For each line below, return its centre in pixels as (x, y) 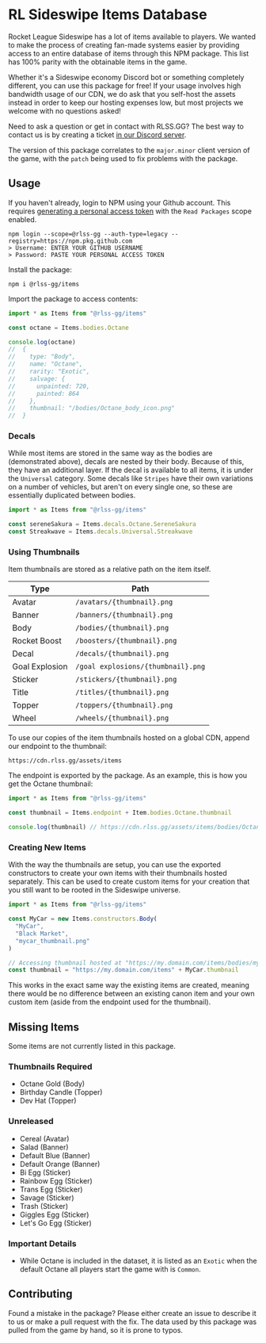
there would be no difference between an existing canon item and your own (131, 994)
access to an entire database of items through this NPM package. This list (129, 53)
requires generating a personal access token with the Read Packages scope (130, 211)
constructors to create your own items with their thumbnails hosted (118, 873)
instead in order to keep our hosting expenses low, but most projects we (126, 102)
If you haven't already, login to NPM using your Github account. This (120, 202)
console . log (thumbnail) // (53, 827)
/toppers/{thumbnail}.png (124, 705)
